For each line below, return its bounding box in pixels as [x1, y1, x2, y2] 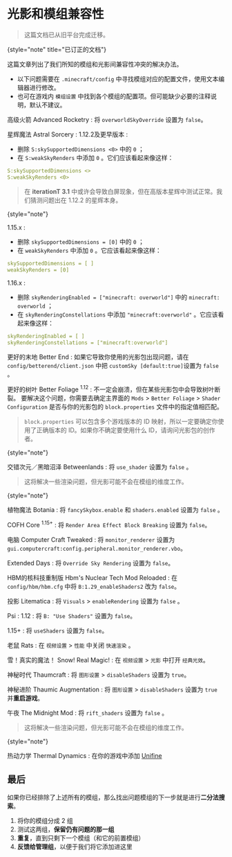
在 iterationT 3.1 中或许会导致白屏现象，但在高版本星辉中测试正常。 [23, 187, 217, 195]
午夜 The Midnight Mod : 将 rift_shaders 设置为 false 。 [7, 708, 168, 717]
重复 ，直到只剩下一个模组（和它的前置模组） [17, 834, 145, 842]
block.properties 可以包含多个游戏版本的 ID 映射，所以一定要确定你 [23, 417, 219, 425]
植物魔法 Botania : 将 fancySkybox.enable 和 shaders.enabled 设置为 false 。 [7, 505, 224, 513]
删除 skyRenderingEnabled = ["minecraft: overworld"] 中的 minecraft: [17, 293, 220, 301]
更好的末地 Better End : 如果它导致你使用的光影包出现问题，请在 [7, 353, 189, 361]
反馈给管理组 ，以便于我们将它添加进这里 [17, 842, 133, 851]
